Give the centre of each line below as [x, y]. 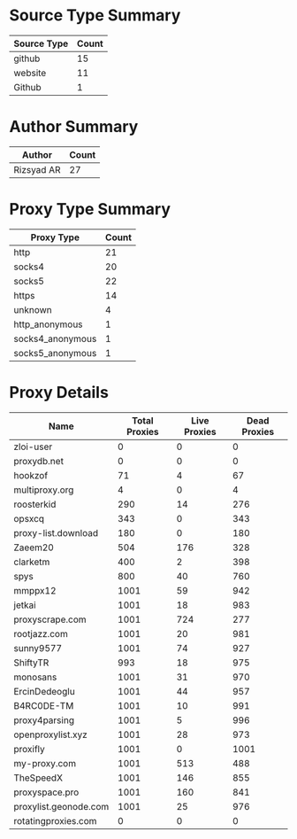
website [30, 73]
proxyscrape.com [50, 619]
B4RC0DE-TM [44, 705]
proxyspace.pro [46, 792]
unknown [33, 309]
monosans [35, 677]
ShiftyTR [31, 663]
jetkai [25, 605]
